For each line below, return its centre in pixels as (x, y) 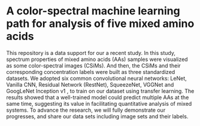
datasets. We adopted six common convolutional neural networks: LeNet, (96, 78)
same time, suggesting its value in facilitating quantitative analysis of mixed (99, 103)
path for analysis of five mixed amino (100, 24)
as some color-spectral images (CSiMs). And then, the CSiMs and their (93, 65)
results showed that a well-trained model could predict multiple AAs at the (98, 97)
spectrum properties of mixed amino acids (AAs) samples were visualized (97, 59)
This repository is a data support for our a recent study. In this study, (91, 53)
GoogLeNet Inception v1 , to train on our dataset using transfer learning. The (100, 91)
